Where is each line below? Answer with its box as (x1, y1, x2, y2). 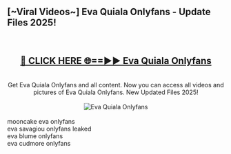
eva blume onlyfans (7, 131, 63, 140)
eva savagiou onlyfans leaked (7, 124, 92, 133)
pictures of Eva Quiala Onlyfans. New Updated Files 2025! (33, 88, 199, 96)
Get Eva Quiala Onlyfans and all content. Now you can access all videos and (8, 80, 224, 89)
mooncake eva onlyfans (7, 117, 75, 125)
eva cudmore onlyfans (7, 139, 71, 147)
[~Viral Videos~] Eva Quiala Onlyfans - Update (7, 6, 211, 18)
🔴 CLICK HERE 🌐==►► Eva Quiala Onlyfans (20, 55, 212, 67)
